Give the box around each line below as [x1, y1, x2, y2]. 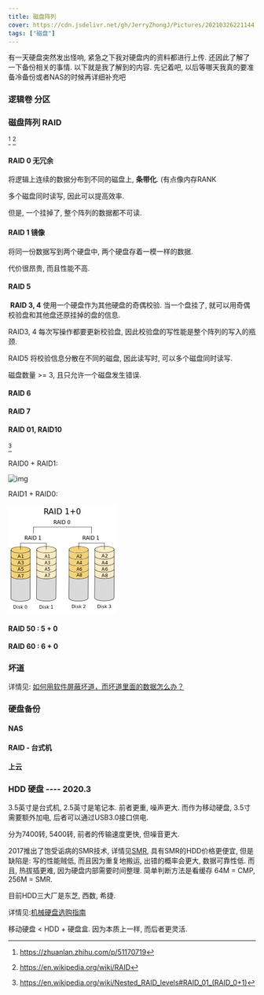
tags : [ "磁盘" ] [8, 29, 56, 37]
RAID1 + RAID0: [8, 488, 58, 499]
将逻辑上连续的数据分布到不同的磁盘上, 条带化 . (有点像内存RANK [8, 175, 217, 184]
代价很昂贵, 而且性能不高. [8, 263, 90, 273]
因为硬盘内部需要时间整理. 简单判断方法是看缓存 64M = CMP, [57, 866, 255, 875]
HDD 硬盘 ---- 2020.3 [8, 783, 92, 794]
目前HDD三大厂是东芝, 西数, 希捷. [8, 891, 116, 901]
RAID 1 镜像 [8, 228, 46, 238]
